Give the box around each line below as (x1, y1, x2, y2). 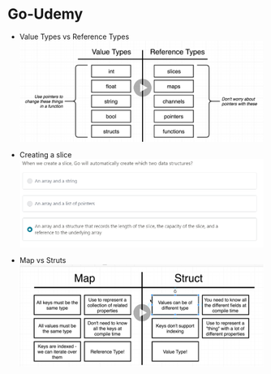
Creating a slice (19, 150, 72, 160)
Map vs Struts (19, 256, 67, 265)
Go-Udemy (7, 5, 84, 24)
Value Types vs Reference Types (19, 32, 130, 41)
